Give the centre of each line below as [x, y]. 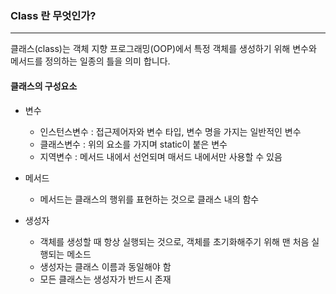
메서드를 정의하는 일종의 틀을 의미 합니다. [90, 61]
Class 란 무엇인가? [53, 15]
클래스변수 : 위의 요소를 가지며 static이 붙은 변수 [133, 144]
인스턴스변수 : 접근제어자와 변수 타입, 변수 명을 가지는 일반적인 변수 [170, 131]
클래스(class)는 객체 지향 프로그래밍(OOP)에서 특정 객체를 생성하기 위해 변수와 [163, 49]
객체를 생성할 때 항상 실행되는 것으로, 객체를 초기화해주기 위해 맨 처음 [174, 241]
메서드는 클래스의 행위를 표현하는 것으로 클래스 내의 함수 [149, 199]
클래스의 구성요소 [44, 86]
